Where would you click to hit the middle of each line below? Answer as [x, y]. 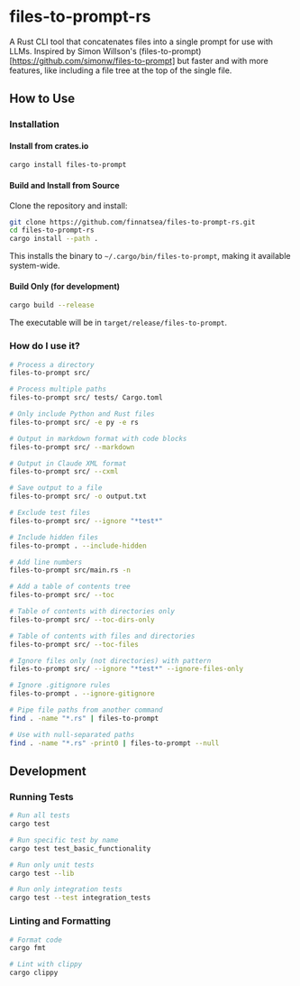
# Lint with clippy [46, 964]
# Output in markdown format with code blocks [98, 438]
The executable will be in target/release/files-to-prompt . [118, 323]
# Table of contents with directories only [92, 612]
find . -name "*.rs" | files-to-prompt [84, 718]
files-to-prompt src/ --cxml [64, 472]
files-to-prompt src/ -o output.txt [78, 497]
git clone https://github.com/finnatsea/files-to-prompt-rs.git [132, 222]
